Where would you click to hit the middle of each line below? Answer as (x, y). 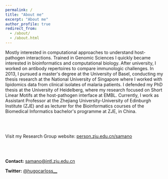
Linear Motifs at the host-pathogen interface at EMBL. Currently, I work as (82, 95)
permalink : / (19, 10)
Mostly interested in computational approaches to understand (69, 52)
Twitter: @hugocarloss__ (31, 171)
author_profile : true (28, 24)
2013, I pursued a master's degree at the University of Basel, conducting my (84, 74)
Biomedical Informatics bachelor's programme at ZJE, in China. (71, 111)
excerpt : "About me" (27, 19)
